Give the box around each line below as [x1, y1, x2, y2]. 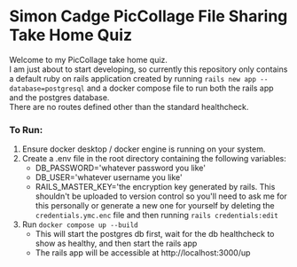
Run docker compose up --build [21, 219, 139, 230]
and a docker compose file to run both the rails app [86, 82, 274, 93]
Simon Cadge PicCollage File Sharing [9, 6, 288, 27]
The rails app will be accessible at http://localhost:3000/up [35, 247, 251, 258]
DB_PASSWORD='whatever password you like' [35, 162, 207, 174]
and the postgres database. [9, 91, 110, 103]
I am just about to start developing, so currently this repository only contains [9, 64, 288, 75]
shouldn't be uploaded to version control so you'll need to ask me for [35, 191, 288, 201]
